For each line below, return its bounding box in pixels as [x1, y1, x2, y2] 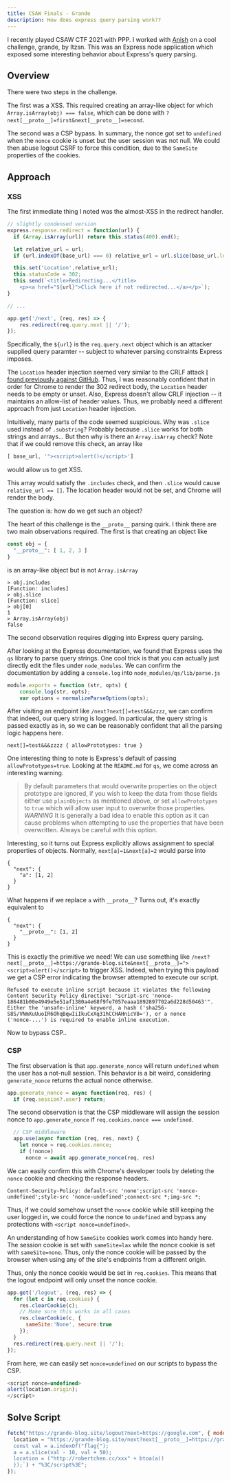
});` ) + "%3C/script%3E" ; [13, 1462, 88, 1469]
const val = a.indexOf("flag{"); [13, 1443, 109, 1449]
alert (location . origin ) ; [7, 1386, 78, 1393]
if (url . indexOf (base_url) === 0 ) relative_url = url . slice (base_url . [13, 252, 220, 259]
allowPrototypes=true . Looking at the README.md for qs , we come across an [7, 761, 219, 770]
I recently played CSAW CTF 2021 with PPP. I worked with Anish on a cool [7, 35, 217, 43]
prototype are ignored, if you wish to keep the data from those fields [23, 790, 218, 798]
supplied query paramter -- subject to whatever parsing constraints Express [7, 348, 223, 356]
